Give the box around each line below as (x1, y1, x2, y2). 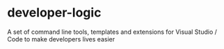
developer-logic (7, 5, 102, 21)
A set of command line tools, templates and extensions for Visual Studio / (7, 28, 218, 36)
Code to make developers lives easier (7, 35, 115, 43)
